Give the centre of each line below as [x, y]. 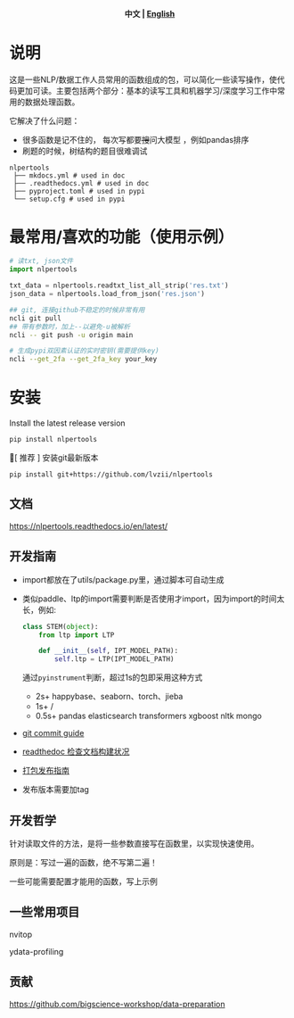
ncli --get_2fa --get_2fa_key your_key [83, 360]
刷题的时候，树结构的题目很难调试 [85, 151]
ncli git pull [36, 318]
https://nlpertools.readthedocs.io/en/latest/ [89, 526]
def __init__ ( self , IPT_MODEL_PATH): [109, 651]
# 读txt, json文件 [41, 261]
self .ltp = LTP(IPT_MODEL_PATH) [114, 659]
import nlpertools [43, 269]
